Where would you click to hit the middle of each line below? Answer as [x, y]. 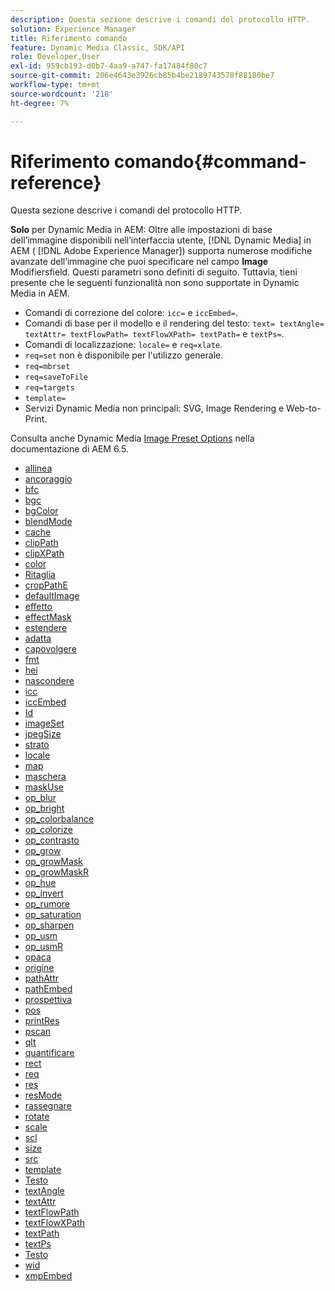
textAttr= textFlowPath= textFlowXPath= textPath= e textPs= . [154, 334]
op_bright [44, 808]
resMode [43, 1095]
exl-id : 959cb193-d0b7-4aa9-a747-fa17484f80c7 [109, 66]
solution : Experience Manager [73, 29]
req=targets [49, 388]
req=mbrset [47, 367]
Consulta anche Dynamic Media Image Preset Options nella [132, 438]
